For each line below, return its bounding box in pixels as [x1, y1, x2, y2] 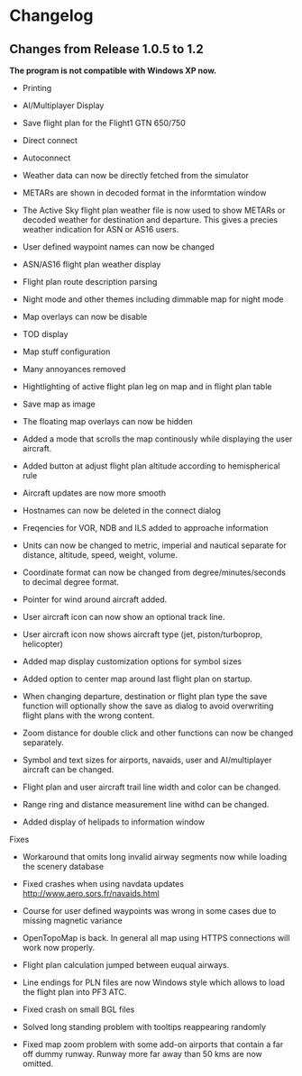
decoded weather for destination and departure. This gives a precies [22, 214, 279, 225]
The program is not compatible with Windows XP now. [9, 65, 217, 76]
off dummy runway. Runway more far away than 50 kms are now [22, 1049, 263, 1059]
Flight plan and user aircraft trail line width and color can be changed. [22, 781, 281, 792]
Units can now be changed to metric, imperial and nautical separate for [22, 540, 287, 551]
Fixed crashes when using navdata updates [22, 879, 185, 889]
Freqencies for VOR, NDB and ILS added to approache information [22, 523, 269, 533]
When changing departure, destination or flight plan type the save [22, 691, 268, 701]
